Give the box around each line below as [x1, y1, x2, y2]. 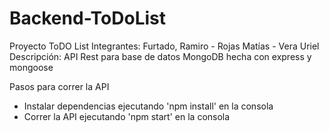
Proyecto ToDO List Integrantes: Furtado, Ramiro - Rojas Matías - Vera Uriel [9, 40, 320, 52]
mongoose [9, 61, 54, 73]
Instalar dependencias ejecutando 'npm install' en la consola [23, 100, 274, 112]
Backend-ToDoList [9, 7, 167, 30]
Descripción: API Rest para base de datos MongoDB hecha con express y [9, 50, 312, 62]
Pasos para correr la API [9, 80, 110, 92]
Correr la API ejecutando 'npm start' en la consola [23, 110, 231, 122]
